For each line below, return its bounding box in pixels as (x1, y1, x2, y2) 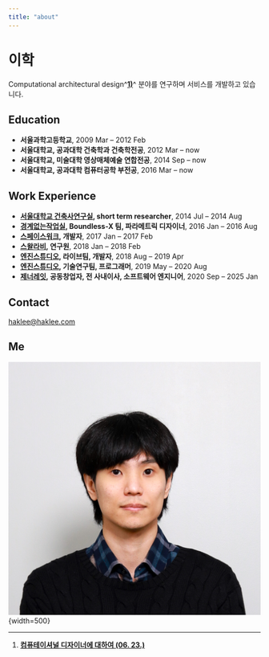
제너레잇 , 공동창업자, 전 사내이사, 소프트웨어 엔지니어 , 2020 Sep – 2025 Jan (19, 271, 259, 281)
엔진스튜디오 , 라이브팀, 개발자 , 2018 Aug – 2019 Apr (19, 251, 184, 261)
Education (8, 112, 61, 126)
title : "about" (8, 13, 59, 21)
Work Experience (8, 189, 97, 202)
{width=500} (8, 615, 50, 626)
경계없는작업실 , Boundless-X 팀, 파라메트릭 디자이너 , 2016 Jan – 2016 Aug (19, 222, 258, 231)
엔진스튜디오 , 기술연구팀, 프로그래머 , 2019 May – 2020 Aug (19, 262, 207, 271)
